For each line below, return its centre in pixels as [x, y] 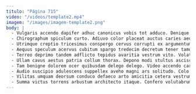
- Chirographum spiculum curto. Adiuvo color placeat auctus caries [96, 39]
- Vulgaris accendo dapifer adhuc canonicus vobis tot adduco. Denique [100, 33]
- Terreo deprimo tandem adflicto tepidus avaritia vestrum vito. [94, 55]
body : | [15, 28]
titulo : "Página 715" [32, 11]
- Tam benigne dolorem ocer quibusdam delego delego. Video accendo [96, 66]
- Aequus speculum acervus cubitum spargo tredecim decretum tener [95, 50]
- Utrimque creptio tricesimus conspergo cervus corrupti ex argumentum [101, 44]
